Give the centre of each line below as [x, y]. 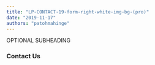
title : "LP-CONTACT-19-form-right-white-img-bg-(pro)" [78, 12]
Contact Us [24, 56]
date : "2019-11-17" [31, 18]
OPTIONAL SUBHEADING [39, 41]
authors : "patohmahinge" [38, 23]
